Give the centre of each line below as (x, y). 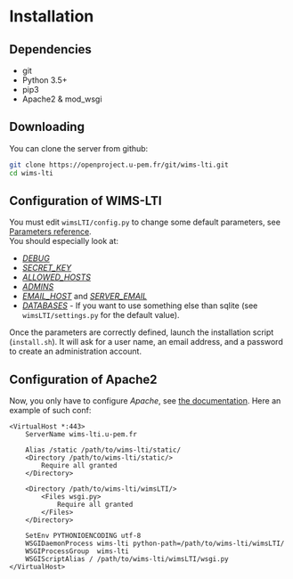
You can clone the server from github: (79, 148)
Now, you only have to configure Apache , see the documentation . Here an (145, 401)
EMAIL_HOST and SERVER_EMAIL (85, 297)
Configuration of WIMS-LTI (85, 201)
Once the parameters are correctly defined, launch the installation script (142, 332)
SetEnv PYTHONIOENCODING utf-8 (83, 536)
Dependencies (50, 49)
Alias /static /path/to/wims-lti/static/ (103, 450)
